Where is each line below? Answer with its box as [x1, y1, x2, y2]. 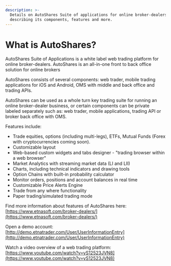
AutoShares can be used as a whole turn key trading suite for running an [5, 98, 157, 104]
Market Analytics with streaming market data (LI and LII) [12, 160, 131, 166]
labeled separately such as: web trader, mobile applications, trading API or [5, 108, 161, 114]
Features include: [5, 124, 42, 130]
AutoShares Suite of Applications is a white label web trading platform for [5, 56, 159, 62]
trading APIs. [5, 87, 33, 93]
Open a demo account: [5, 224, 53, 230]
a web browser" [12, 155, 47, 161]
